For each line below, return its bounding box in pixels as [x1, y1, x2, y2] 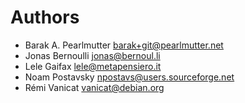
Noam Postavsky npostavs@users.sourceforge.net [24, 71, 235, 83]
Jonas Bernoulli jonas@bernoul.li [24, 49, 161, 61]
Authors [10, 6, 80, 29]
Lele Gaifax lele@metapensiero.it [24, 60, 162, 72]
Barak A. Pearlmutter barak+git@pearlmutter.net [24, 39, 224, 51]
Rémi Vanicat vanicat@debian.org [24, 81, 165, 93]
